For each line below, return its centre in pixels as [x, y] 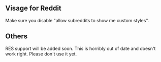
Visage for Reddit [34, 8]
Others [17, 37]
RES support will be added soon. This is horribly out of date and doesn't [80, 48]
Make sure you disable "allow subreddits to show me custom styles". [77, 20]
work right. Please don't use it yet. [41, 54]
